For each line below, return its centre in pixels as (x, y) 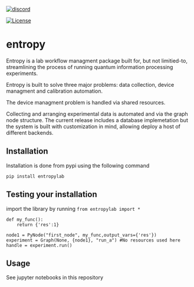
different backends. (30, 132)
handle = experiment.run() (39, 245)
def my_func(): (25, 219)
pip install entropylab (35, 176)
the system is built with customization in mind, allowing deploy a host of (93, 126)
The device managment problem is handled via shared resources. (86, 102)
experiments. (22, 73)
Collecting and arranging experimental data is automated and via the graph (97, 114)
